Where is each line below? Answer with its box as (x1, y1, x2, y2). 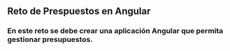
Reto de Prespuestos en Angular (7, 6, 151, 17)
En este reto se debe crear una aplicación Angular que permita (7, 26, 224, 36)
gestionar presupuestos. (7, 34, 93, 44)
